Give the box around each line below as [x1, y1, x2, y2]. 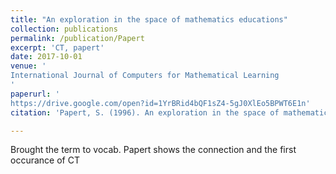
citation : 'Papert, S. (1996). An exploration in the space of [10, 107, 280, 118]
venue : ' [10, 61, 47, 71]
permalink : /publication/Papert [10, 33, 145, 43]
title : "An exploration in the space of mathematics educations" [10, 14, 288, 25]
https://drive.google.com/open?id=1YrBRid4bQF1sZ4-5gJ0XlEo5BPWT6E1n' [10, 98, 311, 108]
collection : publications [10, 24, 118, 34]
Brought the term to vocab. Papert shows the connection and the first [10, 144, 297, 156]
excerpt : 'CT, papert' [10, 42, 105, 53]
